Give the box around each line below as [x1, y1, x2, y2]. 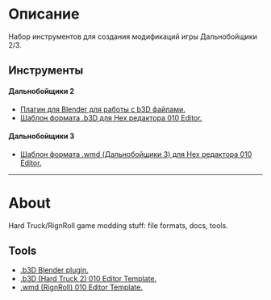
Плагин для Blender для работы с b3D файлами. [19, 104, 186, 114]
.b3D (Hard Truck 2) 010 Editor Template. [19, 274, 157, 284]
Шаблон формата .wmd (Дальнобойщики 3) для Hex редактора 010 [19, 149, 252, 158]
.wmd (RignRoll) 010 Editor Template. [19, 282, 144, 292]
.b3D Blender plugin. [19, 265, 89, 275]
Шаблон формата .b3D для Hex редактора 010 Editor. [19, 112, 202, 122]
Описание [8, 5, 80, 23]
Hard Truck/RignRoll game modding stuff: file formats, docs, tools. [8, 220, 228, 230]
